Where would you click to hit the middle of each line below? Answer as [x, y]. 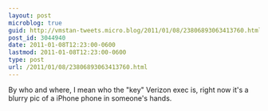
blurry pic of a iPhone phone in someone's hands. [90, 98]
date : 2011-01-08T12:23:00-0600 [62, 45]
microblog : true [35, 23]
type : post [26, 60]
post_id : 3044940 [37, 38]
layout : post [30, 15]
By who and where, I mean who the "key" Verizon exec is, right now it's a [128, 90]
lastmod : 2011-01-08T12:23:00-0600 [67, 52]
